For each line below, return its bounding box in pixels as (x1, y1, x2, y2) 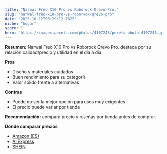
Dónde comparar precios (5, 123, 58, 129)
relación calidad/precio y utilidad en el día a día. (5, 49, 103, 55)
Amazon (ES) (12, 133, 40, 139)
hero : (5, 30, 16, 35)
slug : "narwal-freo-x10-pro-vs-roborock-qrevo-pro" (5, 12, 114, 17)
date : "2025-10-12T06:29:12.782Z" (5, 16, 77, 21)
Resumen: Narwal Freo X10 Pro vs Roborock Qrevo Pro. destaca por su (5, 44, 152, 50)
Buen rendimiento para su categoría (12, 74, 86, 80)
